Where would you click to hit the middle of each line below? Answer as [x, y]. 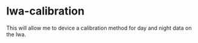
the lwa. [16, 34]
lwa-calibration [45, 11]
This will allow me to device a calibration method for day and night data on [99, 28]
